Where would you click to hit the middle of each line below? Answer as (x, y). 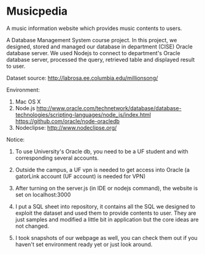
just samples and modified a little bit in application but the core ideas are (107, 219)
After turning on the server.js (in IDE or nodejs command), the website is (106, 188)
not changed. (32, 226)
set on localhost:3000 (43, 195)
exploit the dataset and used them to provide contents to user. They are (106, 213)
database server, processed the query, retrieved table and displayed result (101, 59)
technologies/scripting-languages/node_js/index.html (83, 114)
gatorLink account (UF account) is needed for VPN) (80, 176)
